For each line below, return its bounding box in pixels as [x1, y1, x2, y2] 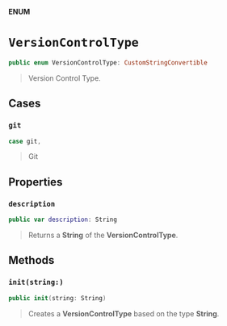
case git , [8, 137, 42, 145]
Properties [8, 175, 63, 189]
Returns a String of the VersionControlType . [27, 230, 179, 240]
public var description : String [8, 215, 117, 224]
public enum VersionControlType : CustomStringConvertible [8, 58, 208, 67]
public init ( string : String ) [8, 294, 107, 302]
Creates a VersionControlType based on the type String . [27, 308, 220, 318]
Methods [8, 253, 55, 267]
